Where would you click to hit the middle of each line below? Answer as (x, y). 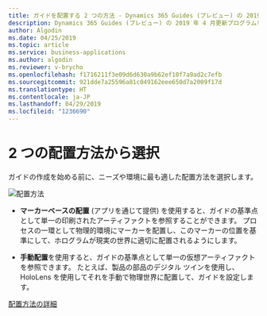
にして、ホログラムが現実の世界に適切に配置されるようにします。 (134, 240)
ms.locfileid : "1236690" (49, 112)
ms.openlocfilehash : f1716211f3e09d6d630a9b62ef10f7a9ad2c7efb (115, 75)
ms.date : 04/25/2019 (43, 38)
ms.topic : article (39, 45)
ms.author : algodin (41, 60)
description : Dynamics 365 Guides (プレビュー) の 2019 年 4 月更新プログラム (133, 23)
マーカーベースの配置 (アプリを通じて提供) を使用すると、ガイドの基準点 (139, 210)
